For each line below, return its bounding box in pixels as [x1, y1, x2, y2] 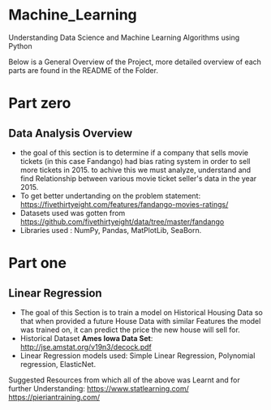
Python [8, 41, 32, 50]
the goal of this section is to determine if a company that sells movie [19, 148, 249, 158]
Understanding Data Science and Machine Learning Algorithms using [8, 32, 240, 42]
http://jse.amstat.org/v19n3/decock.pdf [19, 342, 152, 352]
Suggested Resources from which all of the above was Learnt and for [8, 375, 241, 385]
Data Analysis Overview [8, 126, 133, 140]
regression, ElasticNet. [19, 359, 96, 369]
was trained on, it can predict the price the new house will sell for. [19, 325, 241, 334]
